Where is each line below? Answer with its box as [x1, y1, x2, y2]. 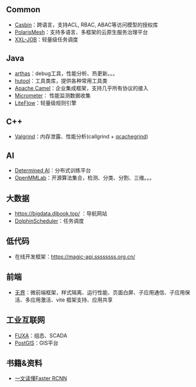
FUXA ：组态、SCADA [14, 332, 68, 339]
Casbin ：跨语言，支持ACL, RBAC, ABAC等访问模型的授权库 [14, 21, 158, 28]
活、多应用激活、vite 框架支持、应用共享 [14, 296, 113, 303]
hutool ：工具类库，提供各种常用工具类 [14, 77, 108, 84]
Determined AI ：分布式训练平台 [14, 167, 91, 174]
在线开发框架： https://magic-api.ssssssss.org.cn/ [14, 253, 135, 260]
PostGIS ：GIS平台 [14, 339, 59, 346]
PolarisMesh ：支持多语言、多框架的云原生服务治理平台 [14, 28, 148, 35]
